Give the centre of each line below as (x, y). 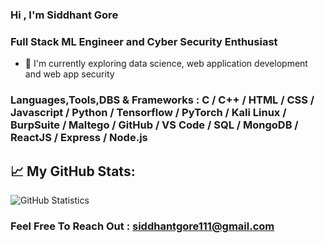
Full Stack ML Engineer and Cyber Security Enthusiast (144, 41)
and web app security (69, 74)
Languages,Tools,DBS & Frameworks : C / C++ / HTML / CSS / (162, 100)
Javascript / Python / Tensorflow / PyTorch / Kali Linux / (148, 113)
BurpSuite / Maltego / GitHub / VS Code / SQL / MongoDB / (154, 125)
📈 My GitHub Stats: (73, 171)
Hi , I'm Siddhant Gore (64, 15)
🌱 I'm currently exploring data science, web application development (166, 64)
